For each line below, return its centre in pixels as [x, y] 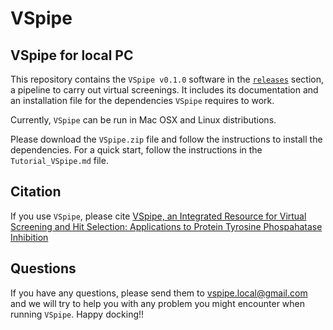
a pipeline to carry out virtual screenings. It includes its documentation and [164, 90]
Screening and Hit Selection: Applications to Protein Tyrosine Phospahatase [166, 226]
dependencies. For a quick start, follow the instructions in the [136, 150]
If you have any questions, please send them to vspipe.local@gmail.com [159, 293]
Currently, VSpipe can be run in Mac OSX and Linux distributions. [143, 120]
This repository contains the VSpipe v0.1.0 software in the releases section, [167, 79]
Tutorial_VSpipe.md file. [59, 160]
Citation [36, 192]
